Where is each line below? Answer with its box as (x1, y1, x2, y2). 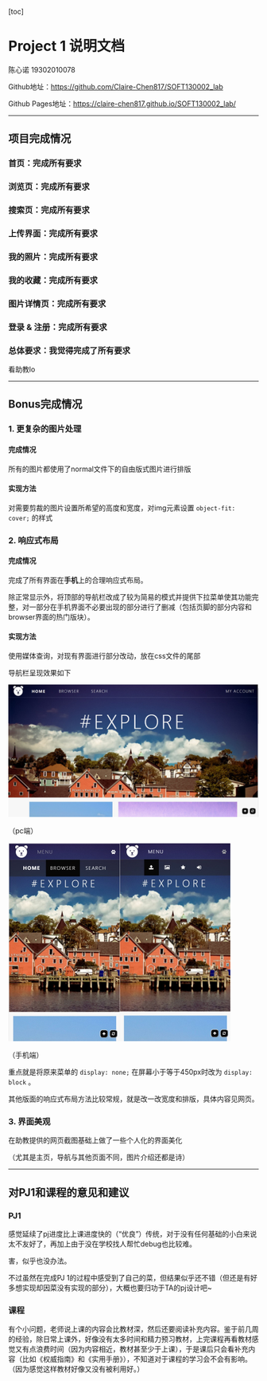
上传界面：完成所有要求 (8, 228, 98, 239)
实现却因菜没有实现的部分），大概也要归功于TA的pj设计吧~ (21, 1283, 212, 1292)
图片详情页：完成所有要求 (8, 298, 106, 309)
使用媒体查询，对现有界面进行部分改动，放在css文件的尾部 (8, 651, 201, 661)
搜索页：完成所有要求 (8, 205, 90, 216)
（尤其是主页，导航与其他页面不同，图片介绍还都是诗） (8, 1152, 189, 1163)
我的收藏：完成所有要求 (8, 274, 98, 285)
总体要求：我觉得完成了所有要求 (8, 344, 131, 356)
